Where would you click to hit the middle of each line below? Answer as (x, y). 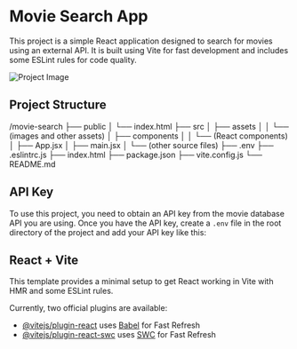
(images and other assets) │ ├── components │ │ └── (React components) (149, 136)
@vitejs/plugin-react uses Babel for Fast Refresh (111, 325)
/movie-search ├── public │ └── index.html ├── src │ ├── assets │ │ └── (149, 126)
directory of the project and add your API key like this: (108, 232)
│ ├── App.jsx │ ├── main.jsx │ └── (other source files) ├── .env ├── (141, 145)
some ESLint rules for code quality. (73, 59)
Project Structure (58, 105)
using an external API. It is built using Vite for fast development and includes (149, 50)
